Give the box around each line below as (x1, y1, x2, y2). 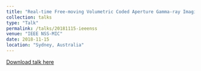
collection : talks (6, 14, 52, 20)
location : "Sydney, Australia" (6, 42, 84, 48)
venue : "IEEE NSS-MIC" (6, 31, 63, 37)
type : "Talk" (6, 20, 39, 26)
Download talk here (6, 58, 54, 66)
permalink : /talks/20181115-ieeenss (6, 25, 98, 32)
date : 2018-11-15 (6, 36, 50, 42)
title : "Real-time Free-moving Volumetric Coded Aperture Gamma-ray (6, 8, 181, 15)
